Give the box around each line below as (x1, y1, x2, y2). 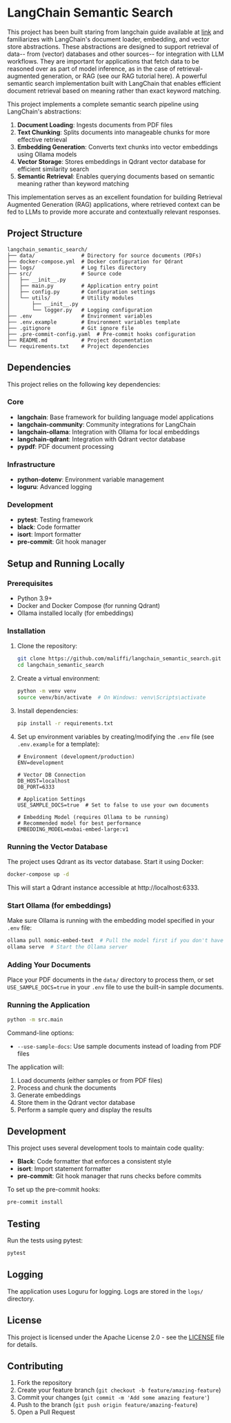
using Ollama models (17, 150, 77, 158)
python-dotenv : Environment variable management (17, 475, 164, 484)
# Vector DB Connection (17, 771, 86, 778)
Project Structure (7, 228, 83, 239)
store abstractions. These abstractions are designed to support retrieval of (7, 42, 219, 51)
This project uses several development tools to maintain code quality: (7, 1144, 205, 1153)
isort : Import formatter (17, 531, 81, 539)
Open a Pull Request (17, 1408, 76, 1416)
